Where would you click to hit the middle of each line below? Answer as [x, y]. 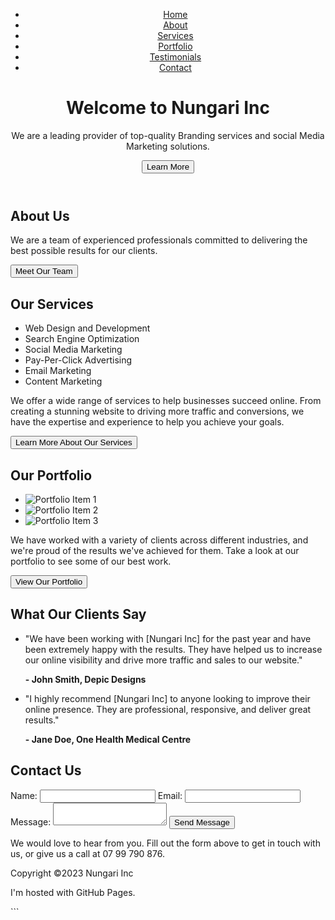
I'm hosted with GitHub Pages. [73, 892]
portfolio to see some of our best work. [91, 561]
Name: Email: [96, 795]
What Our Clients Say [78, 614]
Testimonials [175, 57]
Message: [31, 821]
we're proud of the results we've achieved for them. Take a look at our [155, 550]
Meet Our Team [44, 271]
